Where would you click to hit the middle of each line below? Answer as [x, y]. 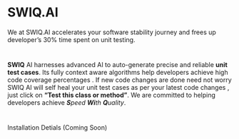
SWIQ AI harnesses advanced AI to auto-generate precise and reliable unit [118, 65]
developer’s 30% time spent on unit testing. [71, 39]
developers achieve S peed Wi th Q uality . [67, 103]
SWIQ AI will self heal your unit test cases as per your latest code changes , [118, 88]
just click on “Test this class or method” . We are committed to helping [112, 95]
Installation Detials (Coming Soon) [57, 128]
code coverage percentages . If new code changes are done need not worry [119, 80]
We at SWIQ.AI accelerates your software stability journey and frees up [112, 32]
